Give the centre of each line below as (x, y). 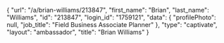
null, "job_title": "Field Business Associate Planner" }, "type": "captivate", (112, 25)
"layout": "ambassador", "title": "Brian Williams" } (78, 32)
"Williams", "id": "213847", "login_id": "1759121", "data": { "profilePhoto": (111, 17)
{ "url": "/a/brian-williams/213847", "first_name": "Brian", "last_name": (108, 10)
